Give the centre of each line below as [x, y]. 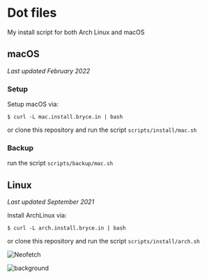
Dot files [32, 13]
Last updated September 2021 [51, 202]
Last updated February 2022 [49, 70]
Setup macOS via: [33, 104]
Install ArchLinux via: [37, 216]
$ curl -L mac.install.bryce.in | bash [65, 117]
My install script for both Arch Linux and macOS [76, 32]
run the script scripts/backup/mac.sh [60, 163]
